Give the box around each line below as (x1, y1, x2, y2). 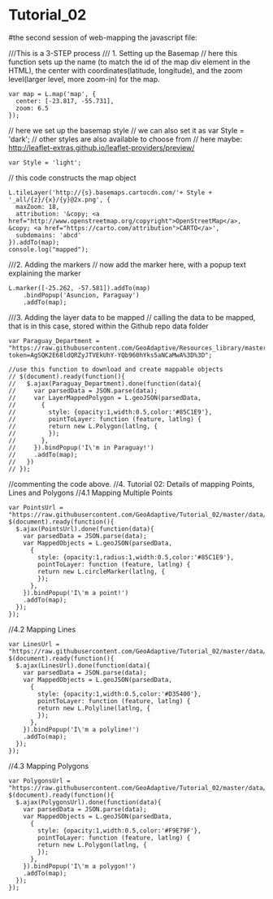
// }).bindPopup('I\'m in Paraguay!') (8, 443, 154, 452)
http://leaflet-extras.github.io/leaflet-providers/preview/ (8, 142, 195, 152)
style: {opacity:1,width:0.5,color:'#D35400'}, (37, 689, 201, 698)
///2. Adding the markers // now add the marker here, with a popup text (8, 259, 246, 269)
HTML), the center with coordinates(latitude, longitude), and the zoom (8, 65, 243, 75)
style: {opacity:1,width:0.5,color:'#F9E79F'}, (37, 827, 201, 835)
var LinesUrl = (8, 640, 60, 648)
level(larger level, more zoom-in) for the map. (8, 74, 160, 84)
